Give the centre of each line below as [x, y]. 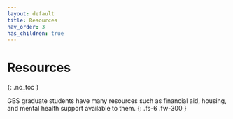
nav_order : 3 [26, 27]
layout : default [31, 14]
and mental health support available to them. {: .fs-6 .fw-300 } [97, 108]
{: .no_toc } [23, 87]
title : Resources [33, 20]
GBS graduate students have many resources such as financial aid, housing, [117, 101]
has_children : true [36, 33]
